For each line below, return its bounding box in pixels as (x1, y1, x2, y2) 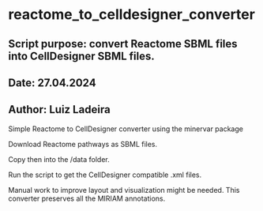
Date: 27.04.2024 (8, 76, 96, 89)
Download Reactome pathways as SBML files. (8, 139, 158, 149)
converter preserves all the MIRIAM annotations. (8, 194, 166, 203)
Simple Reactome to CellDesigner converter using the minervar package (8, 124, 243, 134)
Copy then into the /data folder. (8, 154, 110, 164)
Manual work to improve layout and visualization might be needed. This (8, 185, 240, 194)
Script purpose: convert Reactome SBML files (8, 37, 239, 51)
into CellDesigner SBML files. (8, 49, 156, 62)
